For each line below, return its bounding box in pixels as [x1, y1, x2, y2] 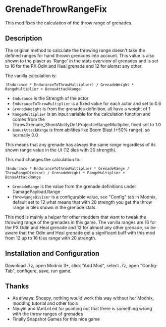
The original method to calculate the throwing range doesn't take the [5, 47, 145, 53]
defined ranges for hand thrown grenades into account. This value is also [5, 52, 155, 58]
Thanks [5, 282, 29, 290]
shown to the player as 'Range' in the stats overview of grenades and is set [5, 58, 159, 64]
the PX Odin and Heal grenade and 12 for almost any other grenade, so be [5, 224, 156, 231]
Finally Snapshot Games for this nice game [12, 316, 100, 322]
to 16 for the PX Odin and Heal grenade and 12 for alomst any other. [5, 63, 143, 69]
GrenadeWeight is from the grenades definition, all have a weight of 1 [12, 105, 151, 112]
